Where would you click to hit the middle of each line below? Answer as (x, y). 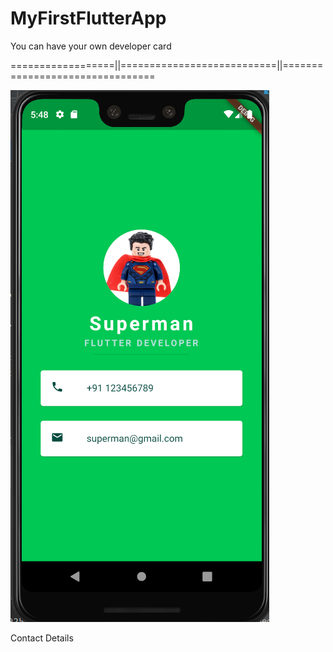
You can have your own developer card (91, 46)
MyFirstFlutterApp (88, 18)
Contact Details (42, 638)
